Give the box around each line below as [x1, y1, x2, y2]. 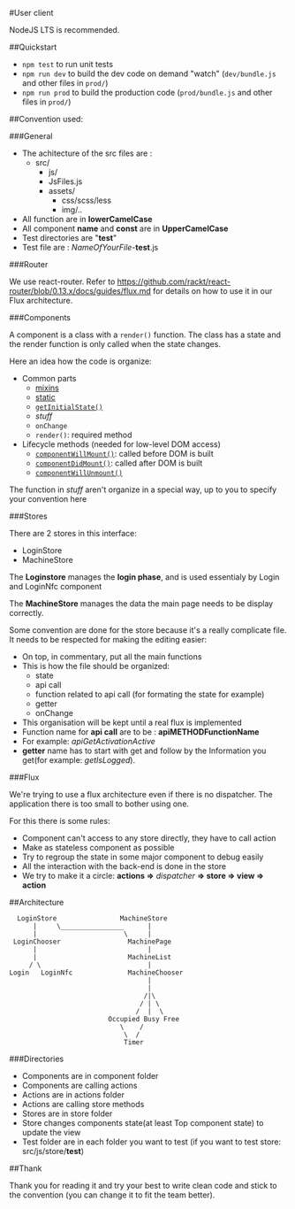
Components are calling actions [21, 1080, 138, 1090]
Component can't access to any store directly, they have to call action [21, 833, 276, 843]
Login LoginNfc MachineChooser [9, 968, 184, 977]
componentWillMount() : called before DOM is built [34, 449, 214, 458]
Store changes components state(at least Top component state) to [21, 1118, 264, 1128]
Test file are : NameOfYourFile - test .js [21, 243, 159, 252]
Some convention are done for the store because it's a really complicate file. [9, 625, 287, 635]
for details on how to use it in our [153, 286, 273, 296]
